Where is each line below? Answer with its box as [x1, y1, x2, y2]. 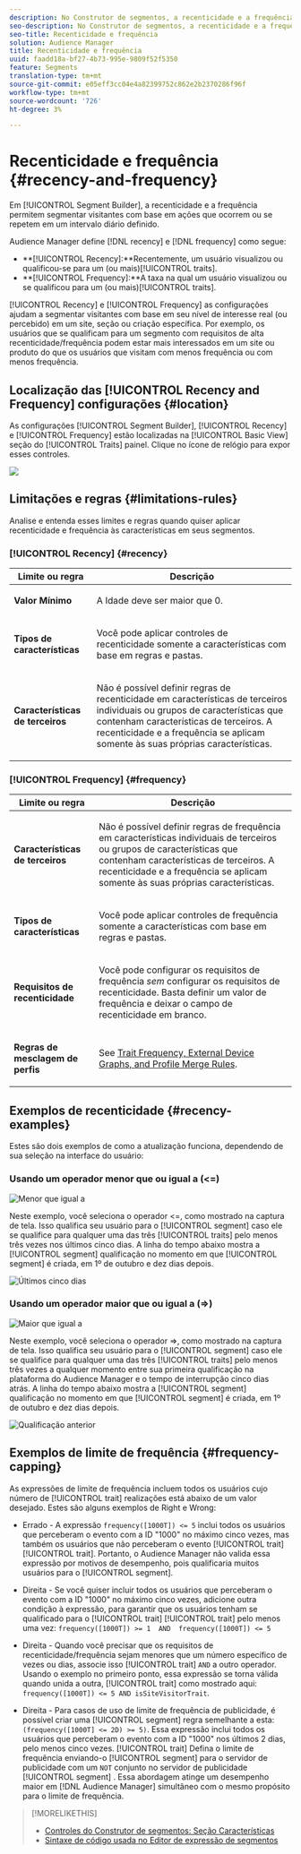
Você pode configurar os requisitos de [98, 964, 261, 976]
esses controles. [9, 449, 71, 459]
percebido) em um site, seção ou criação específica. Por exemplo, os [9, 319, 265, 330]
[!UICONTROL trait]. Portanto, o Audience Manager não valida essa [21, 1548, 271, 1558]
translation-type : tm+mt [9, 72, 102, 81]
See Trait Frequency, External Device [98, 1047, 255, 1060]
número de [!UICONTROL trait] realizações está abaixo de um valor [9, 1492, 257, 1503]
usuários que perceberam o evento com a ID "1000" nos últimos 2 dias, [21, 1733, 287, 1744]
